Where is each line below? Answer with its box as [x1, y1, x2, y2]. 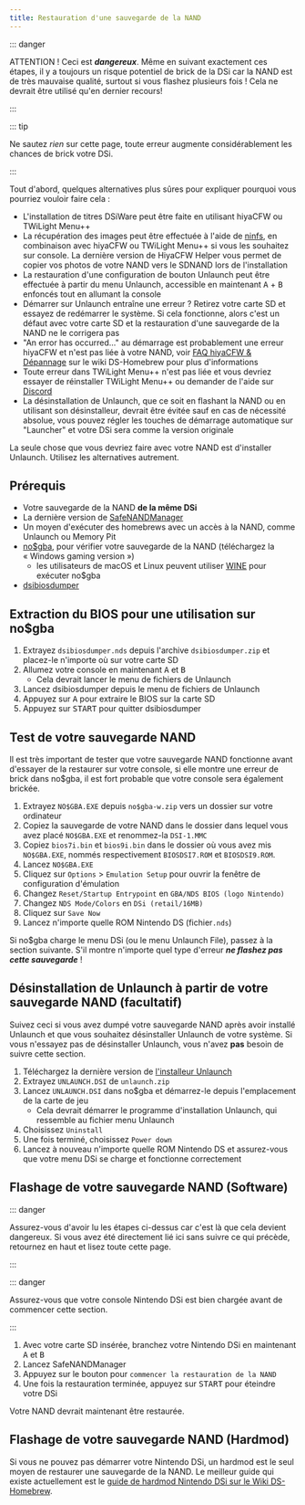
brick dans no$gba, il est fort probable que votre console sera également [9, 774, 284, 784]
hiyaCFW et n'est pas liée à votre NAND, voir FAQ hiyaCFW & [22, 346, 252, 357]
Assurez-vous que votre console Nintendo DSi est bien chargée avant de [9, 1294, 283, 1305]
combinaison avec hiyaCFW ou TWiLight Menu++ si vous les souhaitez [22, 239, 290, 251]
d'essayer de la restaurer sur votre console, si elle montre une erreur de [9, 763, 280, 774]
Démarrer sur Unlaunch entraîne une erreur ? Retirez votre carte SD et [22, 298, 286, 309]
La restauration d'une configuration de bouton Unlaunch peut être [22, 268, 270, 279]
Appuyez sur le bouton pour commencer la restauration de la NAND [22, 1368, 277, 1379]
